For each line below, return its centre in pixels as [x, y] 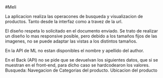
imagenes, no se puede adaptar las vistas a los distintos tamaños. [71, 41]
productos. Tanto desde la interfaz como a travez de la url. [64, 22]
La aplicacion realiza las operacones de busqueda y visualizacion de [74, 16]
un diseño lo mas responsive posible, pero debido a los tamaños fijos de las [81, 36]
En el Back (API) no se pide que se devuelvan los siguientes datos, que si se [81, 60]
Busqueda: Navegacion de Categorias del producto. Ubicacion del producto [81, 70]
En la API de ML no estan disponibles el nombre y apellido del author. [75, 51]
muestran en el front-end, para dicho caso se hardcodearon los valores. [77, 65]
